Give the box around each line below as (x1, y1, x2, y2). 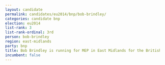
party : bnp (5, 43, 27, 48)
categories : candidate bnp (5, 16, 60, 21)
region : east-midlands (5, 39, 52, 44)
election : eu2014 (5, 21, 41, 26)
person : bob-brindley (5, 35, 50, 40)
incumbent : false (5, 52, 41, 58)
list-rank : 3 (5, 25, 32, 30)
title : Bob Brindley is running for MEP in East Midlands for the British (5, 48, 162, 53)
